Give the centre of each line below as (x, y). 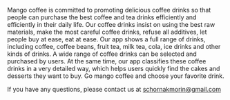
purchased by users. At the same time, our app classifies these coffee (107, 61)
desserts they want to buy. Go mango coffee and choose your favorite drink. (116, 76)
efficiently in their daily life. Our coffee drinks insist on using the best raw (111, 24)
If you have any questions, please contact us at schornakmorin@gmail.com (114, 89)
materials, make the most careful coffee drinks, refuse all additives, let (107, 32)
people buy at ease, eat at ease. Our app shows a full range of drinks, (106, 39)
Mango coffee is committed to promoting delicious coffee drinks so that (109, 10)
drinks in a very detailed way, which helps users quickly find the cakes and (114, 69)
